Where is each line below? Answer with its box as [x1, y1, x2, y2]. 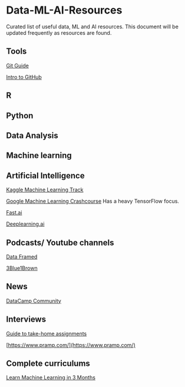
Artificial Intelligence [6, 170, 85, 180]
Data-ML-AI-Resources [6, 4, 123, 17]
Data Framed [6, 253, 38, 260]
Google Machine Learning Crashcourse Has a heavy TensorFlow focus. [6, 198, 180, 205]
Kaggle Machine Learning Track [6, 186, 84, 193]
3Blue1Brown [6, 264, 38, 272]
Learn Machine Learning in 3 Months [6, 374, 96, 381]
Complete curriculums [6, 358, 90, 368]
